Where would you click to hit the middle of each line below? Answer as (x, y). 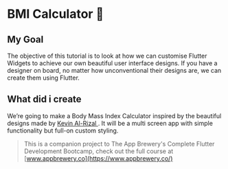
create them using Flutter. (44, 78)
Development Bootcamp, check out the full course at (99, 151)
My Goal (25, 40)
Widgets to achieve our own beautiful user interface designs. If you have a (112, 63)
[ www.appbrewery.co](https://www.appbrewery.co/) (98, 158)
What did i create (44, 99)
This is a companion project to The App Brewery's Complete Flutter (119, 144)
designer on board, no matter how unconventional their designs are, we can (114, 70)
